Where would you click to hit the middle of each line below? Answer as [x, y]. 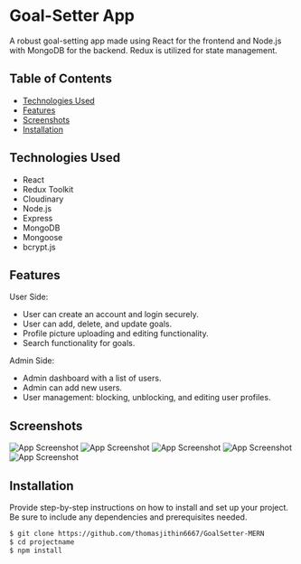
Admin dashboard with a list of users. [92, 378]
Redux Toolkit [48, 189]
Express [38, 218]
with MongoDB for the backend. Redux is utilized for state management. [143, 50]
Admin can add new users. [72, 388]
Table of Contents [61, 79]
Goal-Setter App [72, 16]
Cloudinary [43, 199]
